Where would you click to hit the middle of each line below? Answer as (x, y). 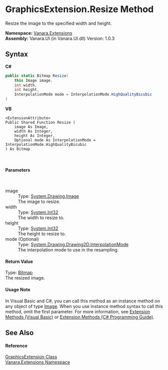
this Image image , (34, 80)
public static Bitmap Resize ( (37, 76)
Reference (16, 346)
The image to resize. (39, 202)
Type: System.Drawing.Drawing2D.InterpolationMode (73, 245)
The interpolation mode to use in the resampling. (68, 250)
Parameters (18, 170)
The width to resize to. (41, 218)
